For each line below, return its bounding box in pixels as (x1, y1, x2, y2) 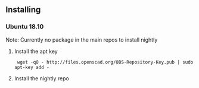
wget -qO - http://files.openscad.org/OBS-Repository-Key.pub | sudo (17, 59, 194, 65)
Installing (5, 5, 41, 15)
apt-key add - (14, 64, 49, 70)
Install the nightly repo (14, 74, 69, 82)
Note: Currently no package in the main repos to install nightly (5, 36, 158, 43)
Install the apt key (14, 48, 58, 55)
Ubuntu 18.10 (5, 23, 44, 31)
